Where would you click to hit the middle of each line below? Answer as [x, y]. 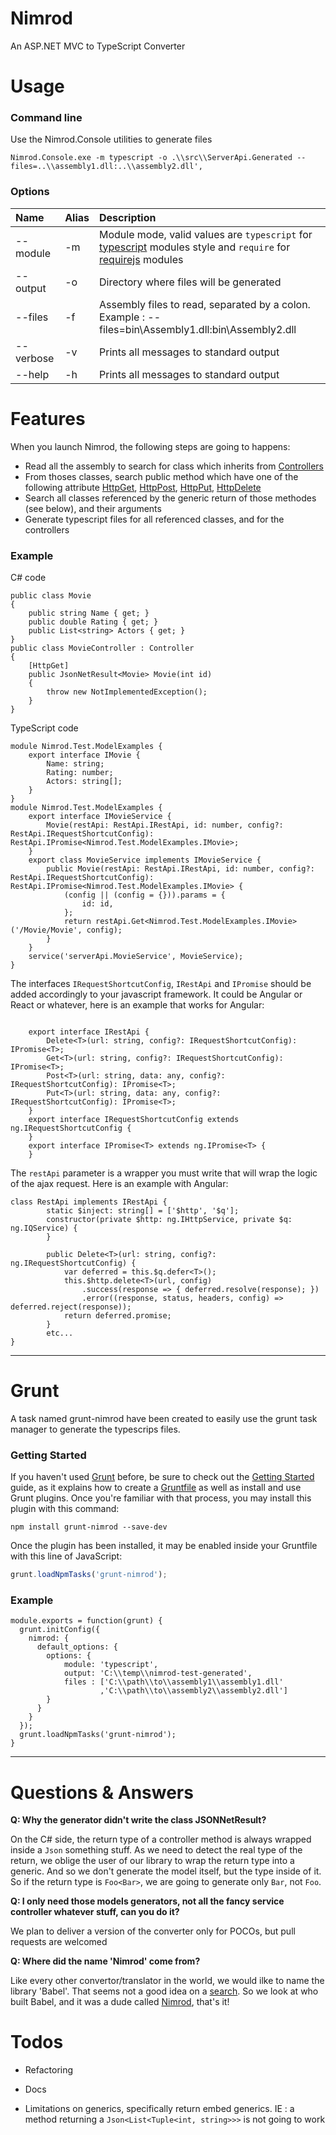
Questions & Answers [102, 1792]
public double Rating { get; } [93, 622]
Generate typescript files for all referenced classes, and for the [154, 519]
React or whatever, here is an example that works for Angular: [137, 1004]
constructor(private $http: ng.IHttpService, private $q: [169, 1219]
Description [128, 217]
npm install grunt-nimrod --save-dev [89, 1527]
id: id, [97, 903]
